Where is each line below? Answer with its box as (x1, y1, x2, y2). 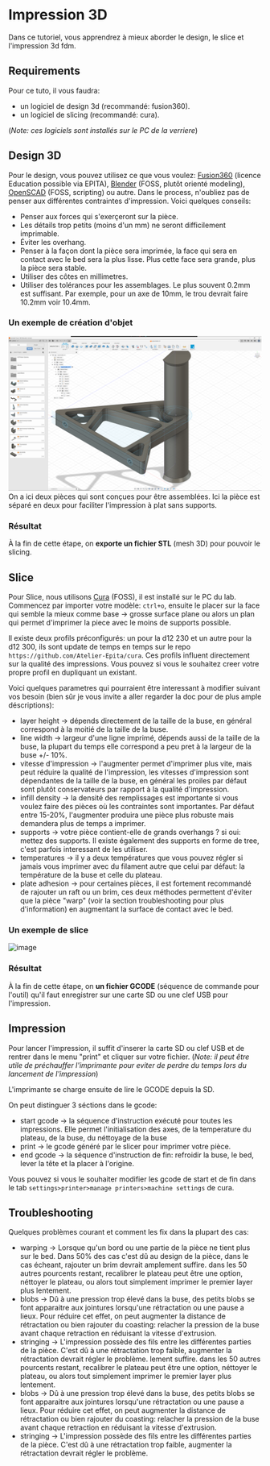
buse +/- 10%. (19, 750, 68, 760)
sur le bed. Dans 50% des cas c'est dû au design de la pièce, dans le (19, 1252, 249, 1261)
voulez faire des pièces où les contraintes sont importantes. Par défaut (19, 802, 255, 812)
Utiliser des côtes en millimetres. (19, 272, 129, 281)
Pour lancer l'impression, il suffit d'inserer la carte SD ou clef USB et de (8, 1043, 245, 1053)
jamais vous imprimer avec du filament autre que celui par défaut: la (19, 862, 245, 871)
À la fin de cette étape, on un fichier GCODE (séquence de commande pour (8, 981, 260, 990)
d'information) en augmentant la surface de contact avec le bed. (19, 904, 234, 914)
